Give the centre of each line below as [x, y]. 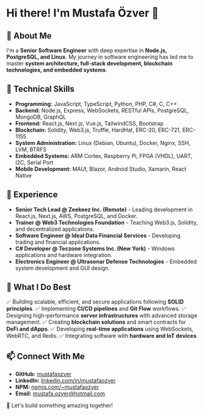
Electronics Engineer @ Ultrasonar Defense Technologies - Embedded [106, 261]
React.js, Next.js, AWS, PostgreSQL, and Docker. [76, 216]
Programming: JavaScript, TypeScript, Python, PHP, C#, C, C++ [96, 103]
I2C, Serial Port [34, 162]
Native [23, 175]
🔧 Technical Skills [41, 89]
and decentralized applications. [55, 229]
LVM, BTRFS [31, 149]
